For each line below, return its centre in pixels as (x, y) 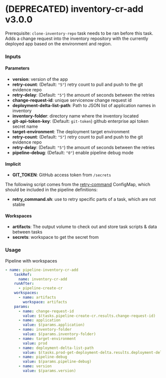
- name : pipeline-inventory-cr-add (42, 270)
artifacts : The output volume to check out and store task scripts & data (84, 227)
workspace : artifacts (45, 302)
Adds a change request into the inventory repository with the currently (77, 38)
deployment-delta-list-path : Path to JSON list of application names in (84, 106)
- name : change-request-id (46, 311)
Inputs (13, 56)
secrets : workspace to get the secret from (55, 237)
